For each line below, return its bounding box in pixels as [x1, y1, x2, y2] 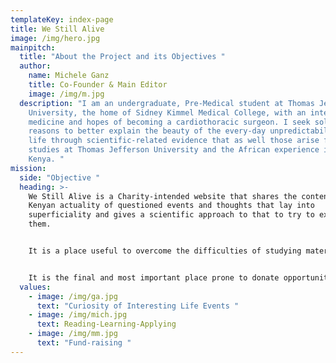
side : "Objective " [19, 172, 101, 183]
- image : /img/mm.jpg [28, 329, 118, 339]
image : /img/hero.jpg [10, 33, 101, 43]
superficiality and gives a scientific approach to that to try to [28, 210, 315, 220]
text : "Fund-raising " [36, 338, 132, 348]
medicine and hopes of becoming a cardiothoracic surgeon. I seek [28, 117, 311, 127]
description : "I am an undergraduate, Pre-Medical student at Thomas [19, 98, 315, 108]
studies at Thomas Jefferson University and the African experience [28, 145, 320, 155]
